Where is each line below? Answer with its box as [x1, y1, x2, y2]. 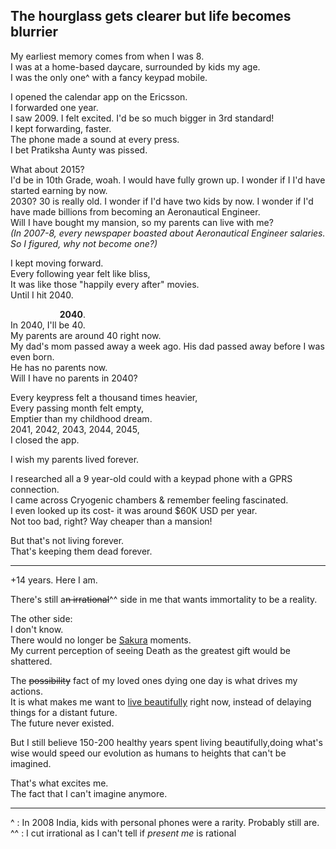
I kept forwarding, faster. [10, 122, 112, 134]
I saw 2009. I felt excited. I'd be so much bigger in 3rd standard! [10, 112, 275, 124]
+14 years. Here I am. [10, 574, 98, 586]
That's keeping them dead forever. [10, 545, 153, 557]
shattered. [10, 655, 53, 667]
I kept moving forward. [10, 257, 104, 269]
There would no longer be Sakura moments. [10, 634, 192, 646]
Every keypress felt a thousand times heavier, [10, 391, 198, 403]
